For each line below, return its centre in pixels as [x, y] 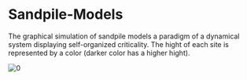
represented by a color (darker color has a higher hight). [99, 53]
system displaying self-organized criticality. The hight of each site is [119, 44]
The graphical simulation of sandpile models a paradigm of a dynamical [124, 36]
